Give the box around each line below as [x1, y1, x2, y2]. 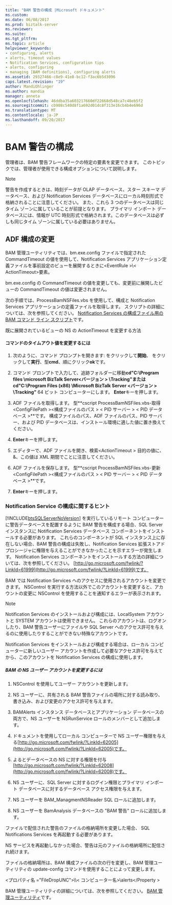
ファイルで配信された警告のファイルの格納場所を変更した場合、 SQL [5, 825, 150, 831]
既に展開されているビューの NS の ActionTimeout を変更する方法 [5, 327, 142, 333]
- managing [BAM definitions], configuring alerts [5, 70, 116, 75]
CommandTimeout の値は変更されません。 [19, 286, 110, 292]
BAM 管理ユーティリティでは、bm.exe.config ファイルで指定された [5, 250, 146, 256]
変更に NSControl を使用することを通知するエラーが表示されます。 [23, 590, 164, 596]
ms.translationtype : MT [5, 108, 56, 113]
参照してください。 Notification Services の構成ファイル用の [36, 310, 164, 316]
